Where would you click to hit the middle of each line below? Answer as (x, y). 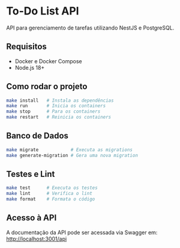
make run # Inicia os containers (56, 106)
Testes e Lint (31, 174)
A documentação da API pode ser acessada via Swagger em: (82, 232)
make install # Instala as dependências (60, 101)
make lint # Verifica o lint (49, 194)
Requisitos (26, 47)
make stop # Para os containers (53, 112)
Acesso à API (31, 218)
